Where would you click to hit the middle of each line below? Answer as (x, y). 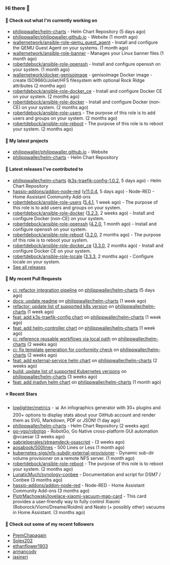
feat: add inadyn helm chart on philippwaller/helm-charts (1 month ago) (87, 382)
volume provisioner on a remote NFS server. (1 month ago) (74, 458)
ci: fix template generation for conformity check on (66, 349)
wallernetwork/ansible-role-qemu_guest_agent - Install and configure (85, 42)
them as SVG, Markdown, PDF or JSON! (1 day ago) (66, 420)
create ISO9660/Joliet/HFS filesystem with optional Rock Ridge (79, 80)
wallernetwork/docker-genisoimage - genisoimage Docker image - (82, 75)
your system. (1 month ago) (41, 70)
